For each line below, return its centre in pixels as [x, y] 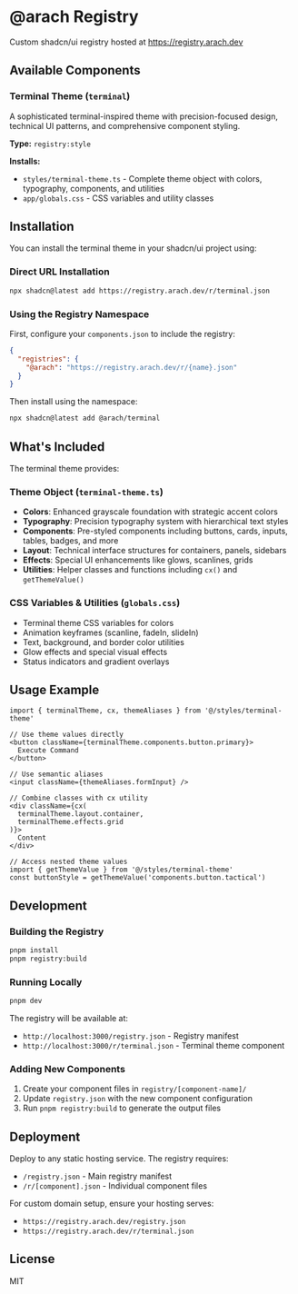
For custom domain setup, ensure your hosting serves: [112, 1204]
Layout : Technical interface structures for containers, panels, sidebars [154, 551]
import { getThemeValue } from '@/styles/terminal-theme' [121, 870]
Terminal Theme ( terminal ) [70, 96]
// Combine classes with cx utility [79, 798]
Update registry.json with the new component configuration [137, 1099]
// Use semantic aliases [56, 774]
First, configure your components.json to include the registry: [123, 333]
